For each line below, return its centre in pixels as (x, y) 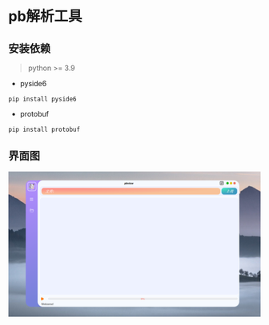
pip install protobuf (44, 129)
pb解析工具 (45, 16)
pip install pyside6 (43, 99)
